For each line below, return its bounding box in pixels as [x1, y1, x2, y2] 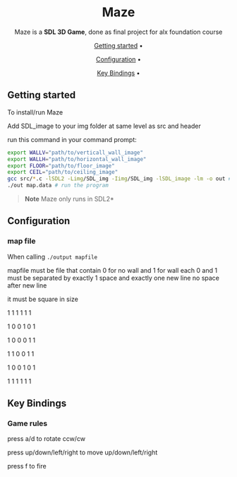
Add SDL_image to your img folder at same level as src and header [7, 122, 201, 130]
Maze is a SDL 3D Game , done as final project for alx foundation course [14, 28, 223, 36]
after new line [7, 281, 47, 290]
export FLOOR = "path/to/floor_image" [7, 162, 115, 170]
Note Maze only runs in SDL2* [24, 195, 114, 203]
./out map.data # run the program [7, 182, 109, 189]
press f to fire [7, 462, 47, 471]
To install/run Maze [7, 107, 63, 117]
